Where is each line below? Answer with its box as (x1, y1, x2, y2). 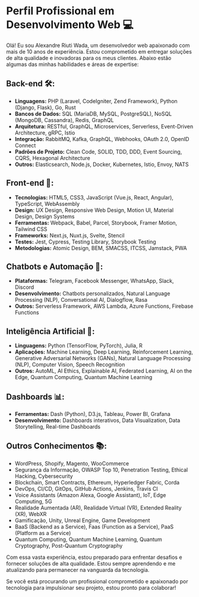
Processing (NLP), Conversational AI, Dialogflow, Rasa (14, 296, 147, 304)
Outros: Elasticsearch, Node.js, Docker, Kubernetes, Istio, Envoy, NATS (14, 161, 189, 168)
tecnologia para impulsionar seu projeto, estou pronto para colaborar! (6, 584, 176, 591)
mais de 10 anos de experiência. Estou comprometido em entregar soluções (6, 48, 192, 55)
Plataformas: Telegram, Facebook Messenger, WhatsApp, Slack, (14, 277, 174, 285)
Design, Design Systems (14, 212, 75, 220)
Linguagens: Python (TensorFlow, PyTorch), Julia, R (14, 342, 143, 349)
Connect (14, 142, 36, 149)
